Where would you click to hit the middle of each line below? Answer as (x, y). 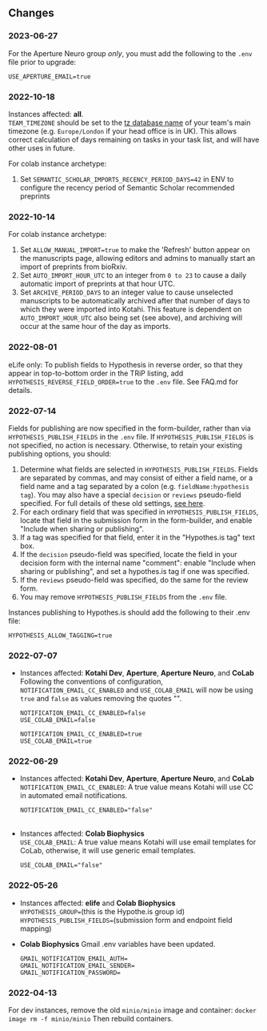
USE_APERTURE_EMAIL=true (50, 76)
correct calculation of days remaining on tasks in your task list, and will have (134, 139)
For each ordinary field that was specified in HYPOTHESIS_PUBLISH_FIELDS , (139, 511)
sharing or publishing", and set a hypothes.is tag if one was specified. (135, 571)
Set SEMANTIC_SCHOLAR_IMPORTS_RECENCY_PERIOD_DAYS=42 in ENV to (127, 179)
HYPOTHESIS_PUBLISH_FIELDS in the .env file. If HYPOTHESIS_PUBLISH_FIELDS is (131, 436)
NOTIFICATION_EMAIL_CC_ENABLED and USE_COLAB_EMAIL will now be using (136, 690)
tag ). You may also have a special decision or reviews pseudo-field (130, 495)
